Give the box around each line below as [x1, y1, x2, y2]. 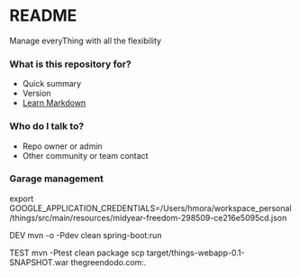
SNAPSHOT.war [9, 256, 69, 267]
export [9, 193, 34, 204]
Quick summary [22, 78, 82, 89]
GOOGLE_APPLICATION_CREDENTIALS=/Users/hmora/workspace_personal [9, 202, 292, 213]
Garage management [9, 172, 104, 185]
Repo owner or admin [22, 141, 103, 152]
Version [22, 88, 51, 99]
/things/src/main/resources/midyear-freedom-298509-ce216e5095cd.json [9, 212, 287, 223]
